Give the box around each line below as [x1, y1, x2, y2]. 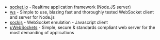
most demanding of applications [9, 30, 74, 35]
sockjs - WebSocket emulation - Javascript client [9, 19, 108, 25]
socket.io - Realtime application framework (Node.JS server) [9, 4, 131, 10]
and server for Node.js [9, 14, 55, 20]
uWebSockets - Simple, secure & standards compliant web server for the [9, 25, 156, 30]
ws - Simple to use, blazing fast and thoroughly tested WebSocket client [9, 9, 154, 15]
